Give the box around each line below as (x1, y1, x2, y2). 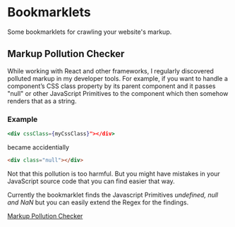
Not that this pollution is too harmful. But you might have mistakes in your (7, 169, 220, 178)
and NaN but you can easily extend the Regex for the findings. (7, 198, 189, 207)
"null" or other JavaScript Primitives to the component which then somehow (7, 89, 229, 97)
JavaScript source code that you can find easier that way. (7, 177, 175, 185)
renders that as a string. (7, 97, 77, 105)
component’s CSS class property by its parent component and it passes (7, 82, 216, 90)
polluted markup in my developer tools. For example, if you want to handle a (7, 74, 228, 82)
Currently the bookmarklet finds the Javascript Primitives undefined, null (7, 190, 219, 199)
